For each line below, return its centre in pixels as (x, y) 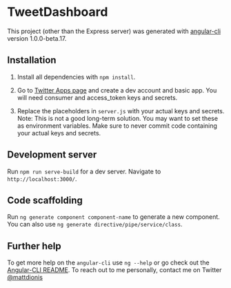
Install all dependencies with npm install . (76, 77)
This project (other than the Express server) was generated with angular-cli (114, 31)
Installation (32, 60)
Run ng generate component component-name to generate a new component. (114, 217)
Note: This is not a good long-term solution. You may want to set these (118, 118)
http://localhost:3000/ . (42, 179)
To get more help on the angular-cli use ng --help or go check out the (108, 262)
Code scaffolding (45, 200)
